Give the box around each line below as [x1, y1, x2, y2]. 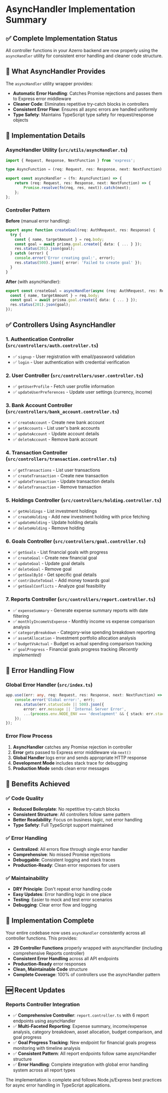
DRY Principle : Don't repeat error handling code [12, 886, 112, 892]
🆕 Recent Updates [5, 986, 65, 995]
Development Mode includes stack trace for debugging [12, 760, 128, 766]
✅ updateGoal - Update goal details [12, 561, 85, 567]
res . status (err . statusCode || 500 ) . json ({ [14, 702, 104, 707]
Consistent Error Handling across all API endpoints [12, 955, 119, 961]
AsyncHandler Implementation [5, 4, 136, 15]
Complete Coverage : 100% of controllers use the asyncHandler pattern [12, 971, 161, 977]
